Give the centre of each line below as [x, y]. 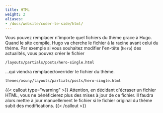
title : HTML [17, 10]
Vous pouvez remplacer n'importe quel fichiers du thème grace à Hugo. [79, 38]
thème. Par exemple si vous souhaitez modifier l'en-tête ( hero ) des [73, 48]
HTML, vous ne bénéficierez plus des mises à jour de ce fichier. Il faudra [79, 95]
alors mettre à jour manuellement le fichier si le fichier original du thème [79, 101]
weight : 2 [15, 14]
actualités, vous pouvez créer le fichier [45, 54]
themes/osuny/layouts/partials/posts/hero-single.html [63, 81]
